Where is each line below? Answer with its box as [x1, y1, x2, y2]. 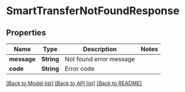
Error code [65, 65, 95, 73]
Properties [6, 28, 46, 38]
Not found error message [65, 55, 135, 63]
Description [82, 45, 117, 53]
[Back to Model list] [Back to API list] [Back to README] [6, 80, 142, 87]
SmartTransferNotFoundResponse [6, 4, 180, 18]
